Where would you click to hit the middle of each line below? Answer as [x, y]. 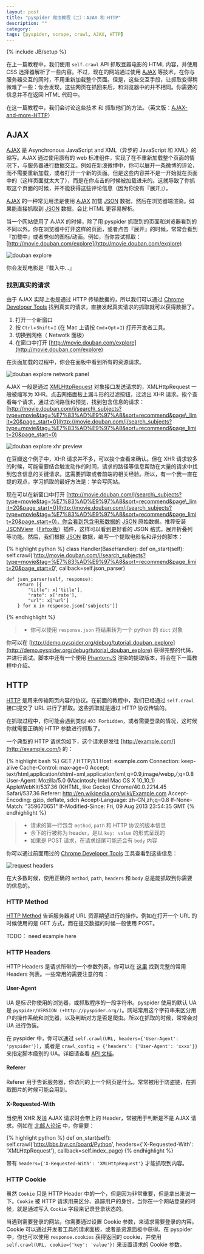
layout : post [23, 12]
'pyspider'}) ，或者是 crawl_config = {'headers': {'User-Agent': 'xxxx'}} [102, 1046]
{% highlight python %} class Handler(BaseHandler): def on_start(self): [95, 549]
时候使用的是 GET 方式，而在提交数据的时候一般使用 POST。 [82, 923]
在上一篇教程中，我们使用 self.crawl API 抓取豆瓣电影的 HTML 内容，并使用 [102, 64]
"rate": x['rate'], [53, 595]
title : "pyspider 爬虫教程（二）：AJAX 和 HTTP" [64, 18]
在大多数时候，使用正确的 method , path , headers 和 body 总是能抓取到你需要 [100, 878]
